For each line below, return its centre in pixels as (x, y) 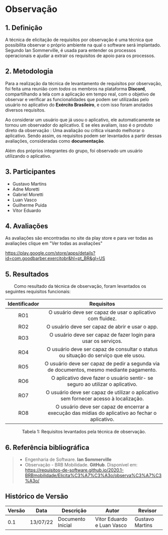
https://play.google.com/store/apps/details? (50, 253)
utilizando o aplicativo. (28, 156)
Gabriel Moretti (28, 194)
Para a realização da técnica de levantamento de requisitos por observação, (84, 83)
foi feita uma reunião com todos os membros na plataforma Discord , (76, 89)
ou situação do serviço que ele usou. (102, 355)
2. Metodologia (29, 71)
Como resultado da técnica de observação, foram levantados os (80, 286)
